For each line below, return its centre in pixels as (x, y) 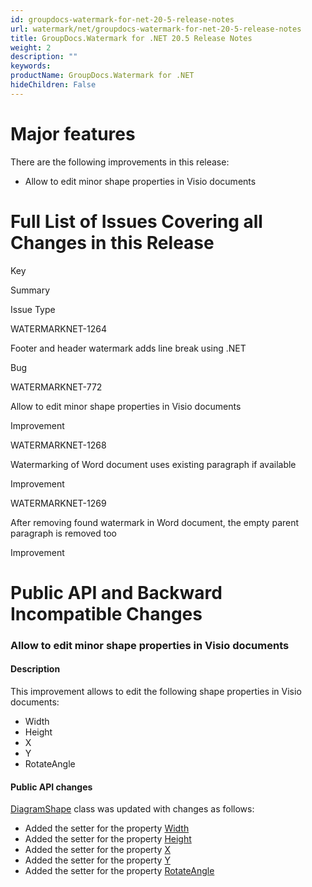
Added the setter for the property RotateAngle (119, 871)
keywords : (31, 66)
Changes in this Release (112, 242)
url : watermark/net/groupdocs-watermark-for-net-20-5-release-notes (156, 29)
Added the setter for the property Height (108, 839)
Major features (73, 133)
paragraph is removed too (64, 533)
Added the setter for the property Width (107, 828)
